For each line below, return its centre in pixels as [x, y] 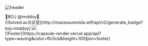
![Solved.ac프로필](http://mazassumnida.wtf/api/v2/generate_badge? [74, 22]
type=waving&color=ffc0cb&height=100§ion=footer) [58, 39]
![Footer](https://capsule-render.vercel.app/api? [53, 33]
